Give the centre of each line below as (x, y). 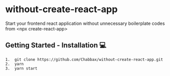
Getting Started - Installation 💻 (56, 45)
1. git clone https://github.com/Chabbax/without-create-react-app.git (84, 59)
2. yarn (15, 64)
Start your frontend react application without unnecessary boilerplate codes (85, 23)
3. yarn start (21, 68)
